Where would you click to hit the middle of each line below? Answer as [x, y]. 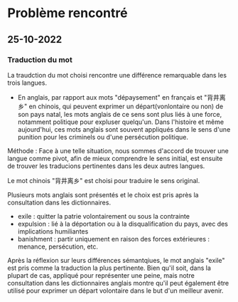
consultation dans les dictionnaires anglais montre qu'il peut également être [118, 283]
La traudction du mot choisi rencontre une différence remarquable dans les [117, 75]
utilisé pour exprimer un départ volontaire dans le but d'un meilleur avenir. [115, 291]
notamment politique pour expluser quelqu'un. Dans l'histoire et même [121, 122]
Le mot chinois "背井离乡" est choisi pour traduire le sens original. [104, 180]
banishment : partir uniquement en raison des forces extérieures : [114, 239]
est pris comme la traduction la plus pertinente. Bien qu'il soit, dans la [109, 268]
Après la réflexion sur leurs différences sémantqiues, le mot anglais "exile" [116, 260]
